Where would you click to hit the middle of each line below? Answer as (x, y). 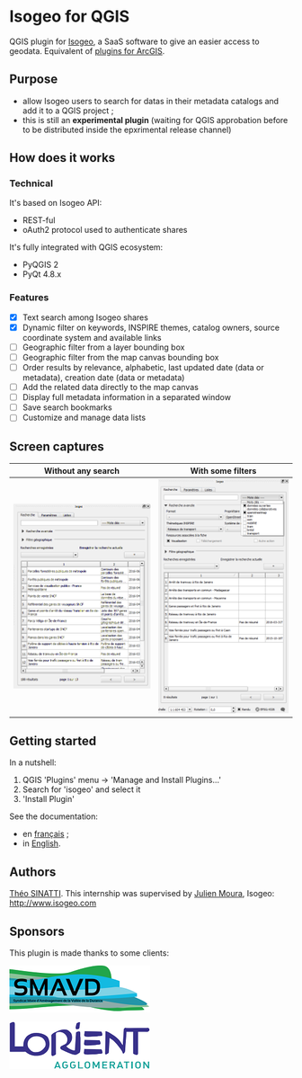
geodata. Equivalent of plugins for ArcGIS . (87, 50)
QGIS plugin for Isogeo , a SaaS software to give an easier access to (134, 41)
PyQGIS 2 (40, 265)
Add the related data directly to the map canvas (111, 388)
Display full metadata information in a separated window (127, 397)
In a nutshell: (33, 762)
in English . (41, 843)
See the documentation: (54, 816)
